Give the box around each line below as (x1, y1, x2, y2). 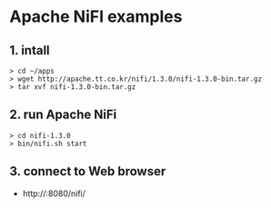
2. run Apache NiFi (9, 107, 117, 123)
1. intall (9, 43, 50, 58)
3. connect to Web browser (9, 163, 166, 179)
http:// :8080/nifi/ (22, 188, 86, 199)
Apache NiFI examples (9, 6, 183, 27)
